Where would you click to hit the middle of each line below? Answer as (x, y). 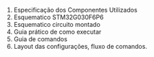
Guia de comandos (40, 39)
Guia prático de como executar (57, 32)
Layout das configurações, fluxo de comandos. (80, 46)
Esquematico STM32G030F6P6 (59, 17)
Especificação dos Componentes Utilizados (75, 10)
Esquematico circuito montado (57, 24)
